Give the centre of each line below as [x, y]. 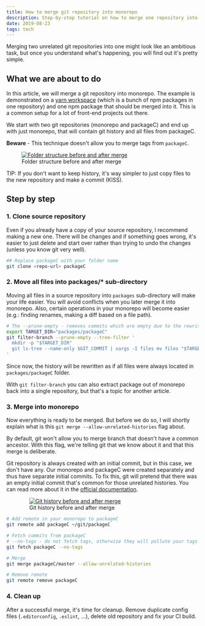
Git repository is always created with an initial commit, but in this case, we [99, 463]
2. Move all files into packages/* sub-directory [77, 282]
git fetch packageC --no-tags [45, 547]
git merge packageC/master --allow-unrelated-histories [79, 564]
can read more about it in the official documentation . [72, 490]
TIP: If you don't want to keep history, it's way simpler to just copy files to [99, 173]
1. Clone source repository [46, 217]
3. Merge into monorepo [43, 406]
